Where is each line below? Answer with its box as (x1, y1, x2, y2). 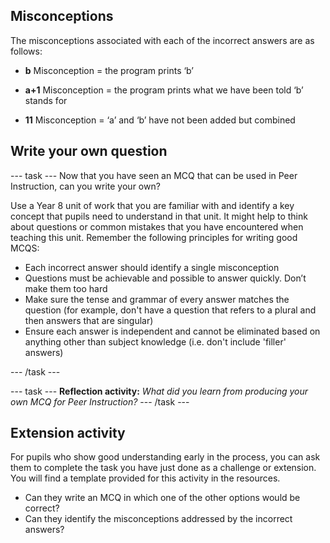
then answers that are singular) (24, 314, 154, 326)
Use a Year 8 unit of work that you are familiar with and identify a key (10, 199, 295, 211)
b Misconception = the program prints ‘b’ (24, 64, 194, 76)
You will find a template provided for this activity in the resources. (10, 472, 281, 484)
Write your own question (10, 143, 168, 160)
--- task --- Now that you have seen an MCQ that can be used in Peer (10, 169, 298, 181)
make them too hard (24, 282, 108, 294)
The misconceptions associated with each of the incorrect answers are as (10, 34, 315, 46)
